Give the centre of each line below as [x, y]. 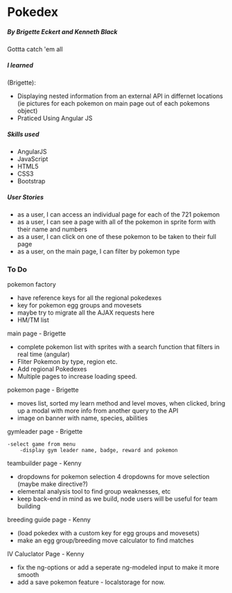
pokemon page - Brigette [43, 390]
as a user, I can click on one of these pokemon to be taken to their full [117, 237]
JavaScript [33, 159]
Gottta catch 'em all [35, 49]
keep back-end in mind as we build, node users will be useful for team [117, 499]
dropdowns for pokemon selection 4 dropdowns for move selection [113, 477]
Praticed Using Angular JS [55, 118]
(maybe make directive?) [53, 484]
